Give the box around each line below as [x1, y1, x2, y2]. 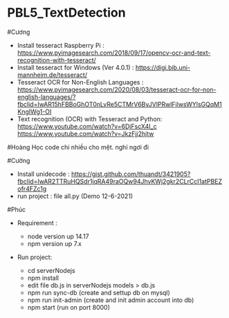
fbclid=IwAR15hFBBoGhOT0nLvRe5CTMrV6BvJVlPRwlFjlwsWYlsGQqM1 [17, 100, 223, 108]
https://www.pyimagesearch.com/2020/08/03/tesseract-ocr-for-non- [17, 85, 217, 94]
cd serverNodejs [27, 266, 75, 274]
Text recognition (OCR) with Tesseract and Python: [17, 114, 163, 123]
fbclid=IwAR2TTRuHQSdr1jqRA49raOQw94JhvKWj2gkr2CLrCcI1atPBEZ [17, 177, 223, 185]
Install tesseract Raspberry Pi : [17, 41, 105, 49]
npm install [27, 274, 59, 282]
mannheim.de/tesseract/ [17, 71, 88, 79]
